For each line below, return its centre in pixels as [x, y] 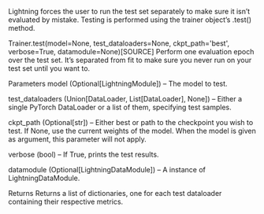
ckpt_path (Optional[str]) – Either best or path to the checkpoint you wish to [131, 122]
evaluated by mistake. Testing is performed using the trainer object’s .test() [130, 20]
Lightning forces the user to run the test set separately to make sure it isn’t [129, 11]
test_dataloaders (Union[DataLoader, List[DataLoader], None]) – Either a [125, 99]
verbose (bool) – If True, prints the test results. [84, 154]
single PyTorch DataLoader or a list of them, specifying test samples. [120, 107]
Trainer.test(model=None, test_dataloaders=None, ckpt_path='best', [119, 43]
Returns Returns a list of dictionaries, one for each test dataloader [115, 193]
